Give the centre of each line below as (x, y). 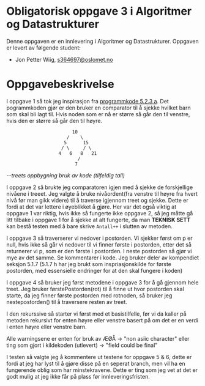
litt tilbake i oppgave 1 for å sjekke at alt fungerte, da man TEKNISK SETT (99, 220)
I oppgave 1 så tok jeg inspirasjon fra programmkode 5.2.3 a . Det (88, 101)
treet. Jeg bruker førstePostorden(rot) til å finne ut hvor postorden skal (95, 289)
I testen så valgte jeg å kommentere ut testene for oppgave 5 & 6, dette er (99, 357)
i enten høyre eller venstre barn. (47, 327)
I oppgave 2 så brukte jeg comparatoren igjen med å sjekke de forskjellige (100, 187)
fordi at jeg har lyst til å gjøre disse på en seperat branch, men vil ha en (96, 363)
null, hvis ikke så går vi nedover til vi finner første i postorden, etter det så (99, 244)
